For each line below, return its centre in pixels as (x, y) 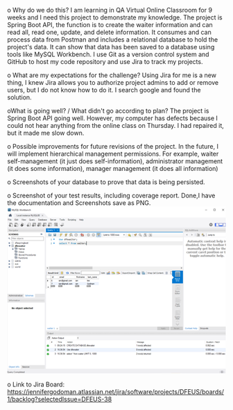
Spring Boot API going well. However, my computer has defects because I (113, 118)
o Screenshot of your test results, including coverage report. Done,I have (111, 195)
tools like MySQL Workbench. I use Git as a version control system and (108, 54)
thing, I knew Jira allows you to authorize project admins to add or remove (113, 82)
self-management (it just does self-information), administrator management (115, 161)
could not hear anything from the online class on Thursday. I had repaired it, (115, 125)
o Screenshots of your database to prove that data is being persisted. (106, 182)
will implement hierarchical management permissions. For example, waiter (113, 154)
